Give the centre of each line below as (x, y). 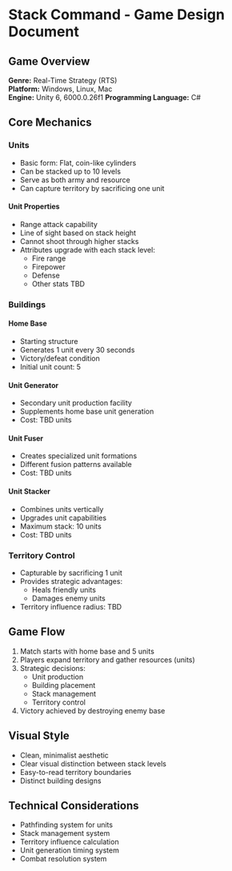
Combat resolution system (63, 859)
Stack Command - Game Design (117, 15)
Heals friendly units (64, 589)
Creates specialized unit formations (78, 456)
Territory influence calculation (69, 842)
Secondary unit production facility (76, 403)
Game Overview (49, 61)
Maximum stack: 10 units (60, 526)
